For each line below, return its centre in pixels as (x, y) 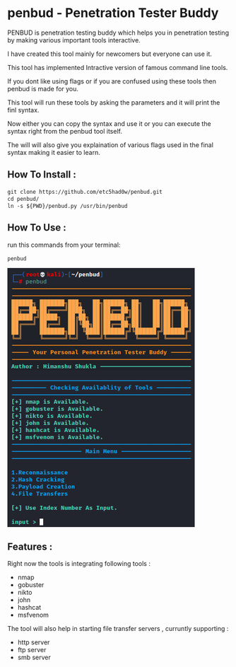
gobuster (31, 585)
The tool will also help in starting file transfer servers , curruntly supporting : (118, 629)
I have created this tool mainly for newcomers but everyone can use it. (110, 54)
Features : (30, 546)
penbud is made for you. (43, 88)
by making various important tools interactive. (74, 40)
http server (34, 642)
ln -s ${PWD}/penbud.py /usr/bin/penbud (68, 206)
